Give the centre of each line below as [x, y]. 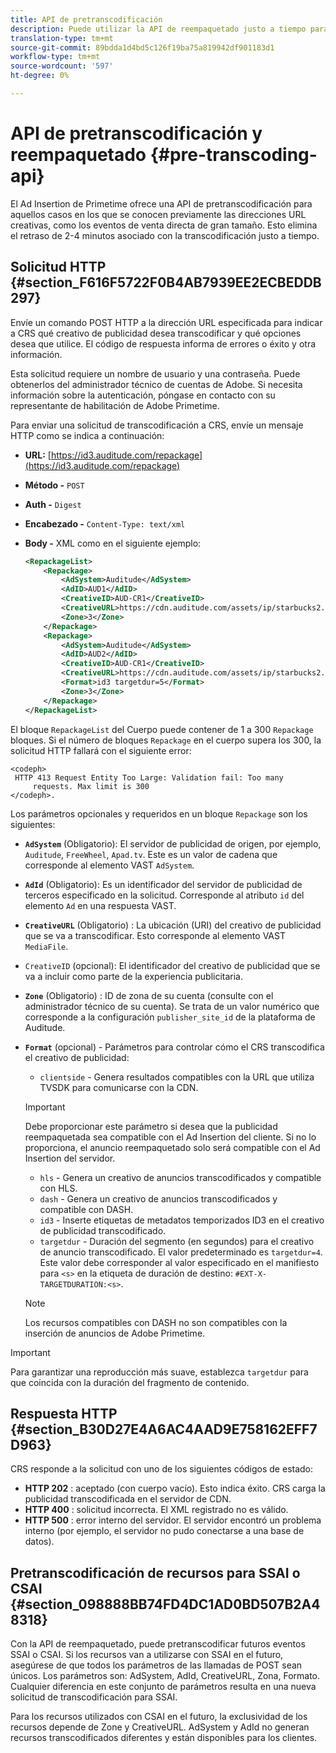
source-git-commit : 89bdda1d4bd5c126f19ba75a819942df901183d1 [142, 47]
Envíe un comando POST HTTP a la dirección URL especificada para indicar [166, 322]
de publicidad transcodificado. [103, 1230]
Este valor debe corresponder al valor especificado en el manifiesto [179, 1262]
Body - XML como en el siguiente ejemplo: [113, 543]
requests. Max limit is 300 [91, 786]
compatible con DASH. [86, 1209]
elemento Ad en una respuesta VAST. [100, 905]
